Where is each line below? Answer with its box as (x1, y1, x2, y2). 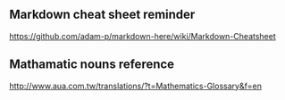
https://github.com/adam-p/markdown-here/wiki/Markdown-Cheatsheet (9, 30, 277, 41)
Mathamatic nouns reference (9, 57, 175, 72)
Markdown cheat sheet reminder (9, 7, 196, 22)
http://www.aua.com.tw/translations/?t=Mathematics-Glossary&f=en (9, 80, 262, 91)
